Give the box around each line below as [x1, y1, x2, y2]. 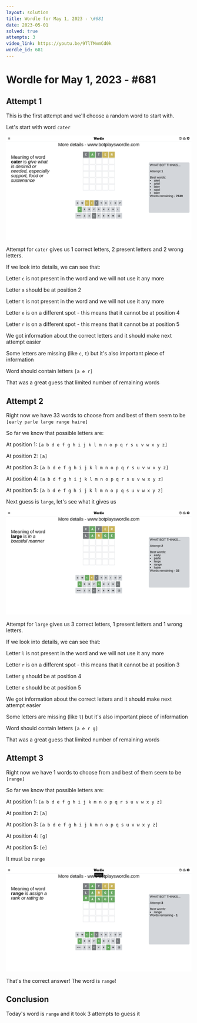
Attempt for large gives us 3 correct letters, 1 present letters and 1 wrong [6, 620, 183, 627]
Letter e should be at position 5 [6, 684, 81, 691]
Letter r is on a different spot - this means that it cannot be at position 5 [6, 321, 180, 328]
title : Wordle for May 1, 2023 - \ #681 [6, 15, 104, 22]
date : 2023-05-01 [6, 22, 49, 28]
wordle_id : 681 [6, 47, 44, 53]
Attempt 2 [6, 396, 44, 406]
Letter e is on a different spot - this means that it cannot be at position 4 [6, 309, 181, 316]
